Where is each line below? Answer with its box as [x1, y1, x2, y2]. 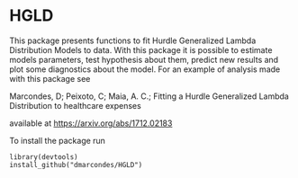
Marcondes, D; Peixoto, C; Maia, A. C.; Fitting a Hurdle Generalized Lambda [9, 91, 290, 102]
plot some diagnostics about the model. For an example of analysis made [9, 64, 281, 75]
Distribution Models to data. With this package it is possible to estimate [9, 44, 273, 55]
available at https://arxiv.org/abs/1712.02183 [9, 118, 173, 129]
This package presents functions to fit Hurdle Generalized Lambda [9, 35, 257, 46]
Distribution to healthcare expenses [9, 100, 141, 111]
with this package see [9, 73, 91, 84]
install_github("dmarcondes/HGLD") [9, 160, 143, 169]
